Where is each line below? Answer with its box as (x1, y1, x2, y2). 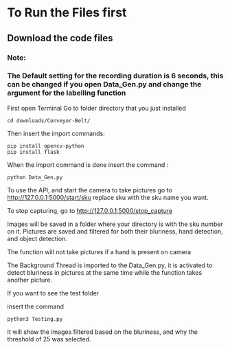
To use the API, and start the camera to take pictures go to (7, 185, 173, 194)
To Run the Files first (7, 5, 127, 21)
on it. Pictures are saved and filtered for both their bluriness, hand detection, (7, 227, 223, 235)
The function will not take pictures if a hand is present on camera (7, 247, 192, 256)
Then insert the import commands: (7, 129, 105, 137)
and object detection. (7, 234, 67, 243)
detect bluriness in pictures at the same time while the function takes (7, 268, 203, 276)
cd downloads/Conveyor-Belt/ (7, 117, 91, 124)
